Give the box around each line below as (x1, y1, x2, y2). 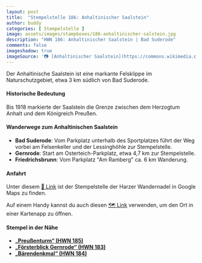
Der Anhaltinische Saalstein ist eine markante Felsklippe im (6, 70, 152, 77)
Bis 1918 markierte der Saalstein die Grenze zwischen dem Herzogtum (6, 103, 180, 110)
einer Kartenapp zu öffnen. (6, 210, 73, 217)
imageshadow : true (6, 48, 52, 54)
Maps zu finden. (6, 190, 47, 197)
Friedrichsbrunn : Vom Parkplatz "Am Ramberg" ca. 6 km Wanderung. (14, 156, 188, 163)
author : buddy (6, 20, 42, 26)
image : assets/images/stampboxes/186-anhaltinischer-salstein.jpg (6, 31, 176, 37)
